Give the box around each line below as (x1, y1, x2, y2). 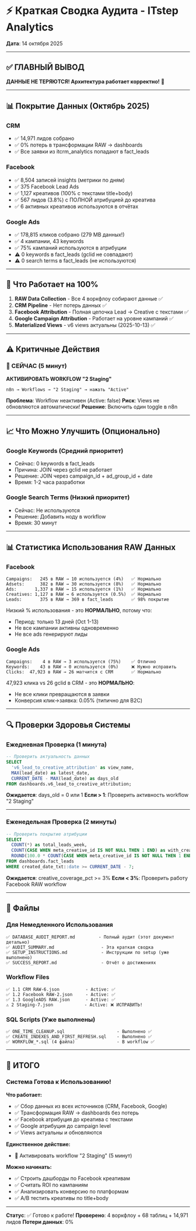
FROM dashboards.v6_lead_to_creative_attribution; (6, 781, 132, 787)
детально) (6, 939, 30, 945)
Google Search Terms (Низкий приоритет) (6, 493, 130, 502)
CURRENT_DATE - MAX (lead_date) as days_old (11, 775, 118, 782)
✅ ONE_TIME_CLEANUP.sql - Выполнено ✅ (6, 1029, 152, 1035)
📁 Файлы (6, 903, 40, 913)
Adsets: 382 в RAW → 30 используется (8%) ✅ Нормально (6, 581, 162, 587)
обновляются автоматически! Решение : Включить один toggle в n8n (6, 403, 178, 410)
